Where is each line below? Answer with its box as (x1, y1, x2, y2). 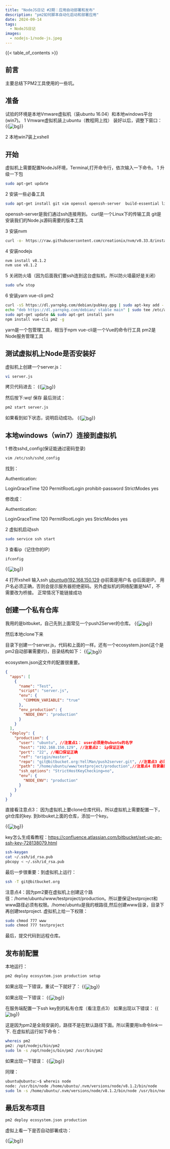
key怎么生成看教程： (5, 834, 49, 840)
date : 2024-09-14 (5, 17, 42, 22)
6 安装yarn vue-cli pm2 (5, 292, 54, 299)
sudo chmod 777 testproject (5, 923, 65, 928)
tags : (5, 21, 17, 27)
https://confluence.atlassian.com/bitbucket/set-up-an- (48, 834, 162, 840)
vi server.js (5, 374, 33, 379)
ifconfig (5, 556, 24, 562)
